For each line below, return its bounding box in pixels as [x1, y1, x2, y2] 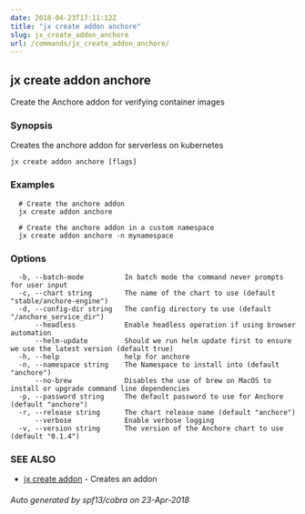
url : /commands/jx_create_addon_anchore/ [10, 38, 170, 48]
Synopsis [10, 119, 53, 132]
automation [10, 328, 52, 338]
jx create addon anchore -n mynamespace [18, 231, 174, 240]
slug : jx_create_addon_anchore [10, 30, 129, 39]
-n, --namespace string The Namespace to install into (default [18, 360, 280, 369]
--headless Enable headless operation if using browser [34, 320, 297, 329]
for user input [10, 280, 68, 289]
